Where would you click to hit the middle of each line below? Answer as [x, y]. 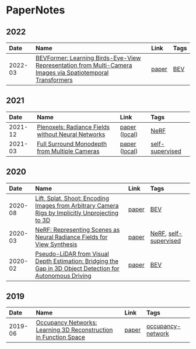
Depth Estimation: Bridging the [77, 261]
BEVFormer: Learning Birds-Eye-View [88, 58]
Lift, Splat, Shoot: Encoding [72, 198]
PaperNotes [36, 10]
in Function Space [61, 337]
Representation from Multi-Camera [84, 65]
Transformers [54, 80]
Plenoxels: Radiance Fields [73, 127]
